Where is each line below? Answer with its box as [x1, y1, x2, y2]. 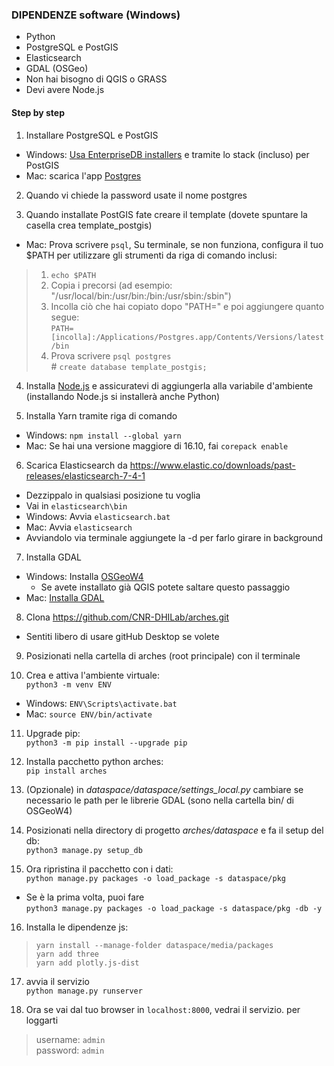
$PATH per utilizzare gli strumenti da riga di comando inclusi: [25, 249, 278, 261]
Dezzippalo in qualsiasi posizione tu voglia [25, 489, 201, 501]
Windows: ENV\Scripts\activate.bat [25, 697, 178, 709]
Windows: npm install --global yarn [25, 429, 182, 441]
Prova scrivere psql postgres [50, 349, 172, 362]
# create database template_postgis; [50, 360, 208, 372]
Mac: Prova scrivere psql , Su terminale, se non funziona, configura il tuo [25, 238, 324, 250]
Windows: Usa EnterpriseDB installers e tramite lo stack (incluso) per [25, 148, 310, 160]
